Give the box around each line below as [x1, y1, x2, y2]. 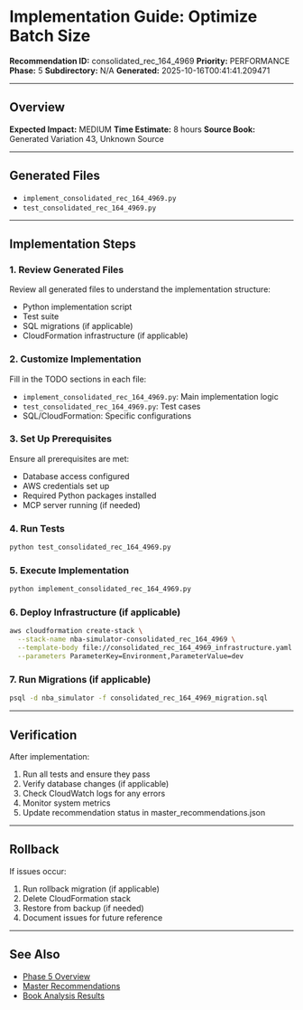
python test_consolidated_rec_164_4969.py [9, 543, 171, 552]
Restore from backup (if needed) [22, 902, 144, 913]
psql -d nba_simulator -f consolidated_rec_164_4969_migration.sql [9, 694, 269, 703]
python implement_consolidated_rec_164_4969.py [9, 585, 192, 594]
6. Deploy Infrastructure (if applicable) [9, 606, 181, 618]
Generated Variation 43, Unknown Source [9, 133, 164, 144]
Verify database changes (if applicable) [22, 778, 170, 788]
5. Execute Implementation [9, 563, 129, 576]
